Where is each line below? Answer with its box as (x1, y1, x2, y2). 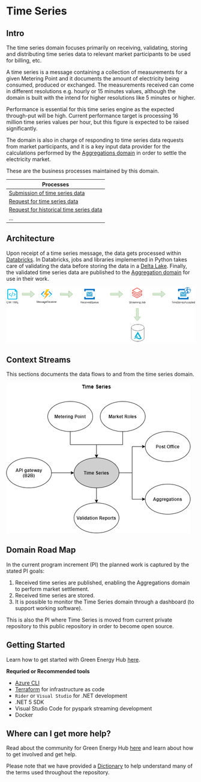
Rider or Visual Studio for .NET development (14, 692, 128, 699)
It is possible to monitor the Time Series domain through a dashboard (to (14, 598, 194, 605)
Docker (14, 711, 34, 718)
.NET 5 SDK (14, 698, 44, 706)
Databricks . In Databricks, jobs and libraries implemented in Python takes (6, 255, 187, 263)
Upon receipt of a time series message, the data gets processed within (6, 249, 182, 257)
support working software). (14, 604, 83, 611)
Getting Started (6, 640, 65, 650)
